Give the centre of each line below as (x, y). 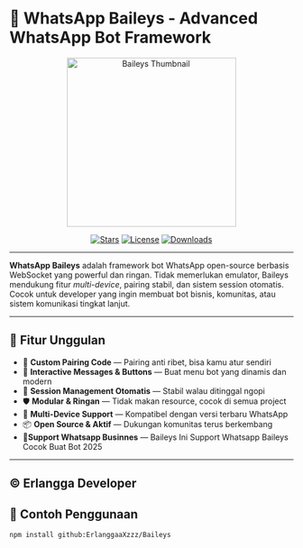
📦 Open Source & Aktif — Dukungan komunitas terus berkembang (147, 424)
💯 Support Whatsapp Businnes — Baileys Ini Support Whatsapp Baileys (155, 437)
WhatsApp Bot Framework (110, 37)
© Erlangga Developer (73, 484)
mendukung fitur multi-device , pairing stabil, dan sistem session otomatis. (147, 284)
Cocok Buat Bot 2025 (62, 446)
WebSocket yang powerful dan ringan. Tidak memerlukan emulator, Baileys (149, 275)
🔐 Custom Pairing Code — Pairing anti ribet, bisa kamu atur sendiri (147, 362)
